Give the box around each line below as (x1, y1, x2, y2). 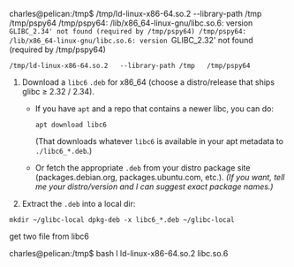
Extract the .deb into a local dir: (21, 199, 136, 209)
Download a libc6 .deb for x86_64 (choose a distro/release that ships (21, 77, 275, 88)
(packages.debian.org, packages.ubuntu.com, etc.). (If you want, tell (34, 172, 285, 182)
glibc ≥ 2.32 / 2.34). (21, 87, 95, 96)
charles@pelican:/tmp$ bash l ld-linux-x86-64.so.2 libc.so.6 (9, 248, 229, 258)
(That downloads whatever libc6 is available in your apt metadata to (34, 136, 284, 146)
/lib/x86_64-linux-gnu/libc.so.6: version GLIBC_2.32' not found (9, 35, 253, 45)
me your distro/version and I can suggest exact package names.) (34, 181, 274, 192)
